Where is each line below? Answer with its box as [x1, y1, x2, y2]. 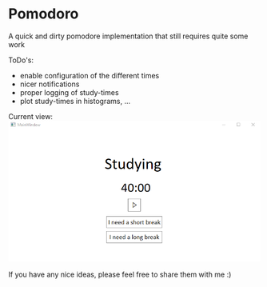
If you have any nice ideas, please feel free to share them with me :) [8, 269, 232, 280]
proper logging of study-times [19, 87, 119, 97]
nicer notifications [19, 79, 80, 89]
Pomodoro [8, 5, 79, 23]
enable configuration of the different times [19, 70, 160, 80]
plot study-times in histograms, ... [19, 96, 130, 106]
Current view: [8, 111, 54, 121]
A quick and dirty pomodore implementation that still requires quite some [8, 31, 249, 41]
